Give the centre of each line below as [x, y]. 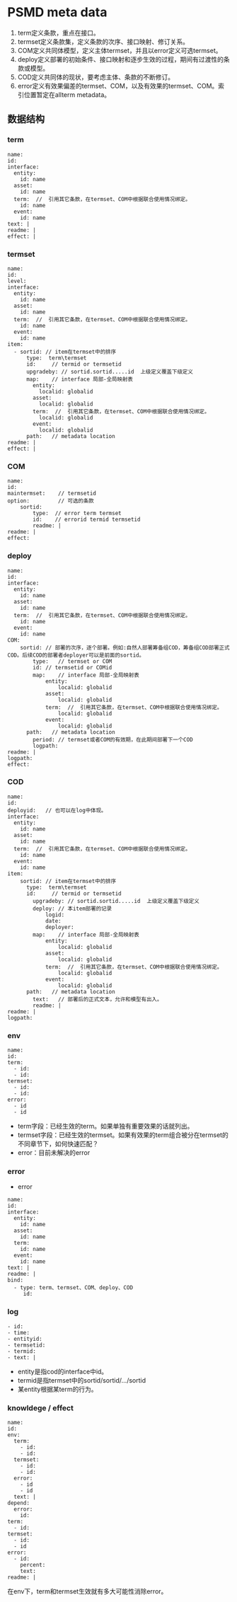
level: [17, 281]
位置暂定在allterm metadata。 [67, 94]
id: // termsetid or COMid [73, 667]
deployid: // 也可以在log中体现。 [57, 810]
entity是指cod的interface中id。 [63, 1371]
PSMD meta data [57, 12]
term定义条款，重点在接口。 [59, 33]
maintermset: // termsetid [52, 494]
